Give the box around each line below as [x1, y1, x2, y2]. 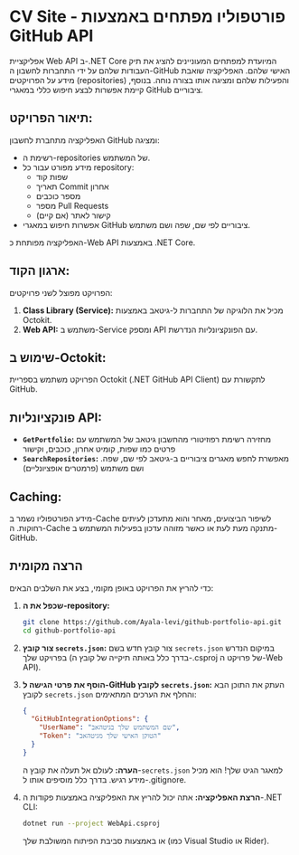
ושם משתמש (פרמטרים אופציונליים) [22, 463, 145, 474]
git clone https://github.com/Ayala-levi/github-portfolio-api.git [22, 617, 282, 626]
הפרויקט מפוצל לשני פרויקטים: [9, 287, 113, 298]
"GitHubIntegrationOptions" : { [31, 715, 149, 724]
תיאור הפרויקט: [9, 110, 93, 126]
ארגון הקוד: [9, 263, 70, 279]
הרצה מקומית [9, 558, 83, 574]
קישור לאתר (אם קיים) [35, 210, 111, 221]
